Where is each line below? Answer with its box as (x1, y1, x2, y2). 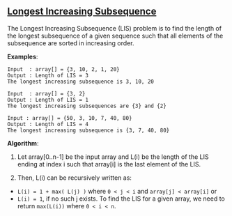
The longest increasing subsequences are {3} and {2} (7, 102, 167, 109)
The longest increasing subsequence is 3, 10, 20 (7, 78, 155, 85)
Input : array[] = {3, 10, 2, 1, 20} (7, 65, 120, 72)
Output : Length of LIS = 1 (7, 96, 89, 103)
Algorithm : (7, 139, 39, 147)
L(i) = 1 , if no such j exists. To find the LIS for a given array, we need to (17, 194, 225, 203)
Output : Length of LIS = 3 (7, 72, 89, 79)
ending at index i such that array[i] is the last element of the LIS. (17, 160, 201, 168)
